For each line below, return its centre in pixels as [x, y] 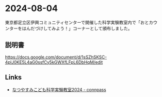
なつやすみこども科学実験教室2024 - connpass [59, 89]
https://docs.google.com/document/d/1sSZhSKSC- [56, 57]
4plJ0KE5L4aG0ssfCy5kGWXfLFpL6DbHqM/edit [54, 62]
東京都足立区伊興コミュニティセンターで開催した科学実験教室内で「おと [77, 22]
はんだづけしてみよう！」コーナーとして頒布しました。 [77, 28]
